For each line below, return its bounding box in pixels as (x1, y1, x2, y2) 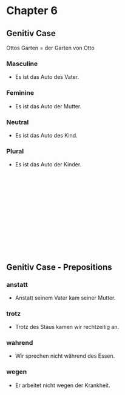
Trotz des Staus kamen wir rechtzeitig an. (15, 323, 120, 331)
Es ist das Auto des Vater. (15, 73, 79, 81)
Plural (6, 147, 24, 155)
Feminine (6, 89, 35, 97)
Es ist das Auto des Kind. (15, 131, 78, 139)
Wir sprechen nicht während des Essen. (15, 352, 115, 360)
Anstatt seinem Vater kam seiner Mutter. (15, 294, 116, 301)
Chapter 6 (6, 4, 58, 18)
